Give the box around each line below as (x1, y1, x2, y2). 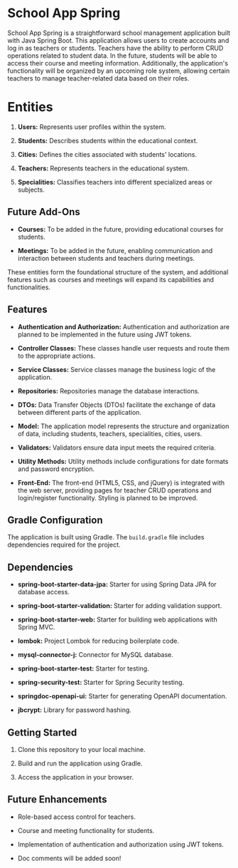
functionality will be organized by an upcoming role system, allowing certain (7, 66, 230, 75)
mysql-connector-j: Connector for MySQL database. (17, 651, 174, 659)
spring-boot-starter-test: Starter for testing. (17, 664, 149, 673)
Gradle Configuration (7, 514, 103, 526)
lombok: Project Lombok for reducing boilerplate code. (17, 636, 180, 646)
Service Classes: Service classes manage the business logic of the (17, 365, 216, 373)
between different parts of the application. (17, 408, 142, 416)
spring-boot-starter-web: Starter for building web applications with (17, 615, 218, 624)
